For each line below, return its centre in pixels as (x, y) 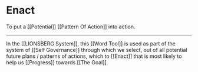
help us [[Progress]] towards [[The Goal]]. (57, 62)
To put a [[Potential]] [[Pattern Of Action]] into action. (71, 27)
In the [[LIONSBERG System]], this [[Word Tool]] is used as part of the (91, 43)
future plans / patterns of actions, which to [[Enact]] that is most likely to (94, 56)
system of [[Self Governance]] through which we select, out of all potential (97, 50)
